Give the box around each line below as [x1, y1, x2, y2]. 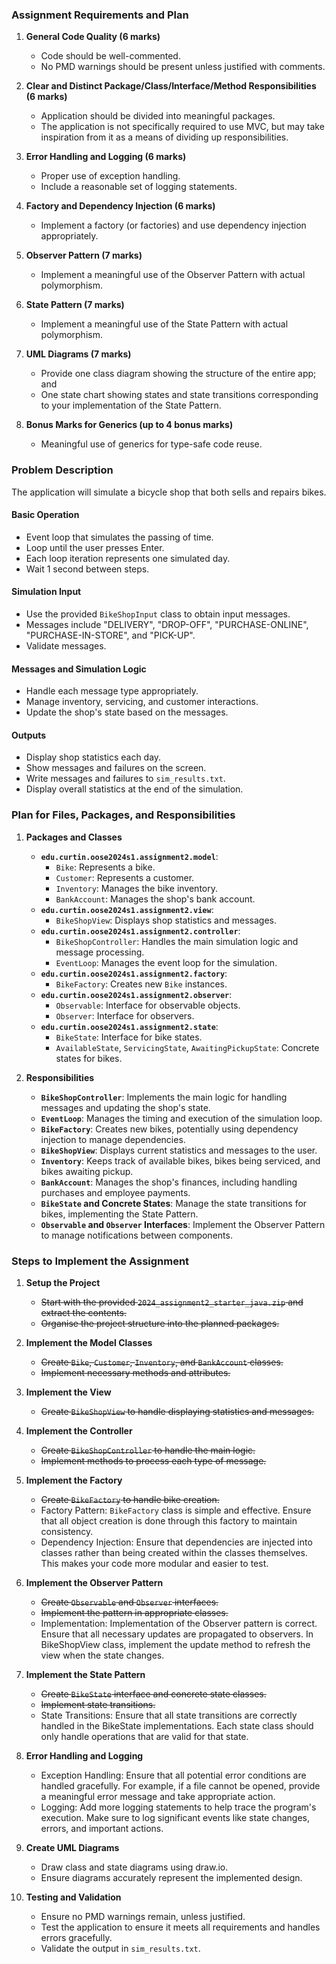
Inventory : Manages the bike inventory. [55, 882, 219, 894]
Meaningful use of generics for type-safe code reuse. [40, 438, 263, 450]
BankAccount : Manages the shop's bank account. [55, 893, 256, 905]
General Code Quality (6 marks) [25, 31, 161, 43]
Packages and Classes [25, 831, 123, 843]
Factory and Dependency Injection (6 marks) [25, 200, 216, 212]
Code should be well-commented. [40, 50, 181, 62]
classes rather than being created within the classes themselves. [40, 1547, 308, 1558]
